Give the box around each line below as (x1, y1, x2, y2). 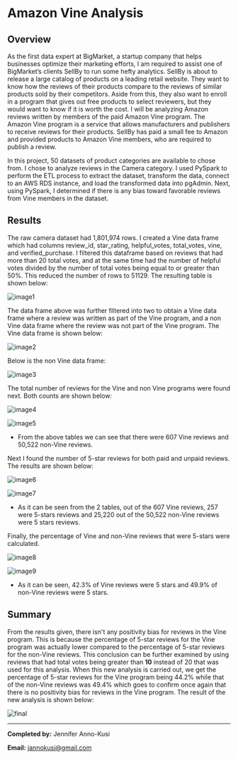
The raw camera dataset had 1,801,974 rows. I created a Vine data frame (7, 233, 219, 242)
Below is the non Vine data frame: (7, 356, 106, 365)
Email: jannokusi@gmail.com (7, 743, 92, 752)
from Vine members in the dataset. (7, 194, 108, 202)
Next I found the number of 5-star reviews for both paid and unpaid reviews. (7, 454, 230, 462)
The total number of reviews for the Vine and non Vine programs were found (7, 383, 231, 392)
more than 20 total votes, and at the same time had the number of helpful (7, 256, 221, 264)
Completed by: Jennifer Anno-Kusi (7, 729, 110, 738)
